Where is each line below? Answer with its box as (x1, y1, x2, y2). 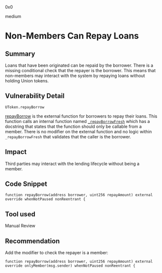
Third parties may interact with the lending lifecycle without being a (5, 161, 140, 167)
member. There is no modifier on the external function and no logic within (5, 128, 152, 135)
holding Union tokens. (5, 78, 49, 84)
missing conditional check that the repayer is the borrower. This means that (5, 68, 156, 73)
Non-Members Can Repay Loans (5, 30, 139, 42)
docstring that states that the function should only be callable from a (5, 123, 142, 129)
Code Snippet (5, 180, 48, 188)
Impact (5, 148, 27, 156)
